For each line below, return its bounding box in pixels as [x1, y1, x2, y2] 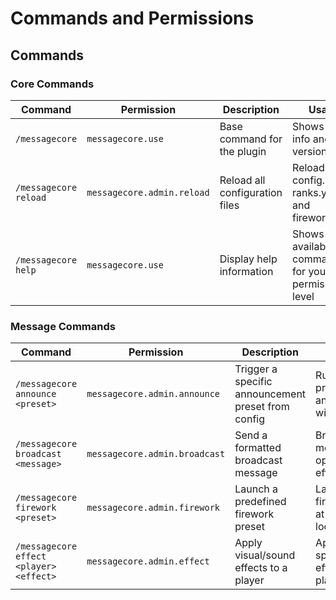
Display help [219, 252, 278, 266]
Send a [234, 428, 268, 442]
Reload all [219, 173, 266, 187]
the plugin [219, 144, 267, 158]
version [292, 144, 328, 158]
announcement [234, 387, 307, 401]
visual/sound [234, 548, 296, 562]
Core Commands [10, 77, 95, 91]
